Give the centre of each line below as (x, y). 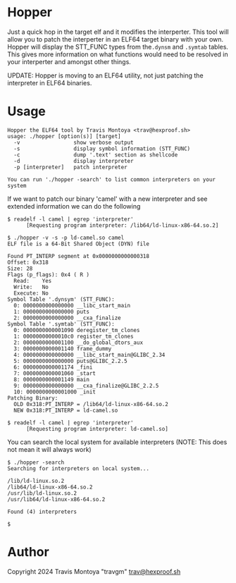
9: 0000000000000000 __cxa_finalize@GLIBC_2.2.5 (86, 386)
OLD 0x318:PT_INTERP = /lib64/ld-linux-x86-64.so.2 (91, 404)
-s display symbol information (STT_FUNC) (102, 149)
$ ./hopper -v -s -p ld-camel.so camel (66, 238)
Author (28, 552)
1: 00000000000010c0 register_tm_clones (74, 336)
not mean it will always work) (49, 449)
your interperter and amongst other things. (69, 61)
